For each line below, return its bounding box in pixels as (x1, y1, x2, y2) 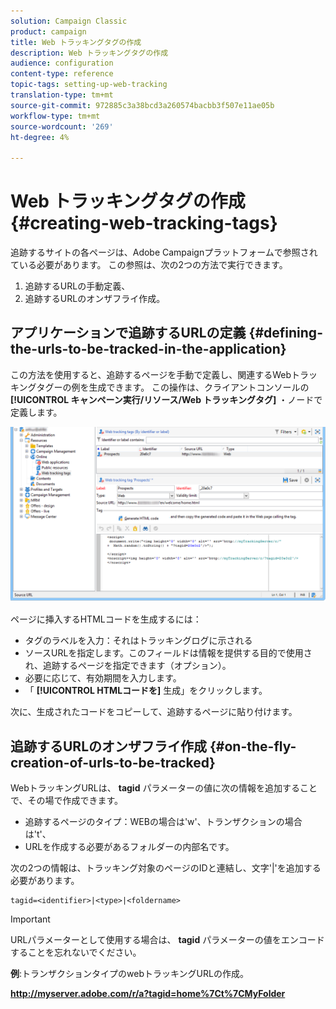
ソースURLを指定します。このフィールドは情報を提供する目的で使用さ (24, 647, 313, 659)
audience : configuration (10, 58, 114, 69)
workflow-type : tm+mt (10, 111, 101, 121)
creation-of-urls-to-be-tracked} (10, 754, 216, 771)
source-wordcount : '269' (10, 121, 114, 132)
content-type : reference (10, 69, 114, 79)
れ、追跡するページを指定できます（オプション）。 (24, 660, 232, 672)
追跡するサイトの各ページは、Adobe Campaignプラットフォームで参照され (10, 246, 318, 259)
